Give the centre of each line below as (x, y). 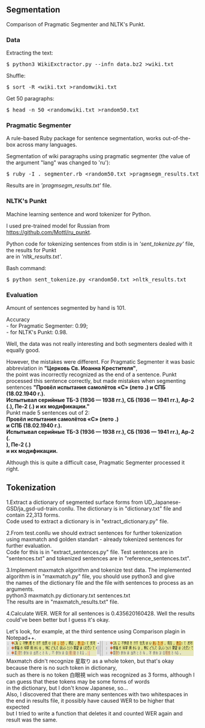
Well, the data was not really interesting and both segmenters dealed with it (99, 344)
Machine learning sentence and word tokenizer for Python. (79, 214)
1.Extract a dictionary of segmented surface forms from (75, 502)
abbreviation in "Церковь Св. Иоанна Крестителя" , (72, 368)
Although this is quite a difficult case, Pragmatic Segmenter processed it (96, 463)
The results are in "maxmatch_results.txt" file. (63, 602)
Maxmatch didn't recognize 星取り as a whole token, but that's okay (90, 661)
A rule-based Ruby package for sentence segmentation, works (84, 138)
